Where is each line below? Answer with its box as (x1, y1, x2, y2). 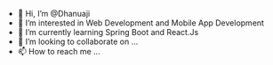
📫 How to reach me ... (17, 47, 100, 56)
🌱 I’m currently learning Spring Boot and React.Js (17, 27, 199, 37)
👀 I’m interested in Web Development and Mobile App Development (17, 18, 265, 28)
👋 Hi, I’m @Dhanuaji (17, 9, 91, 18)
